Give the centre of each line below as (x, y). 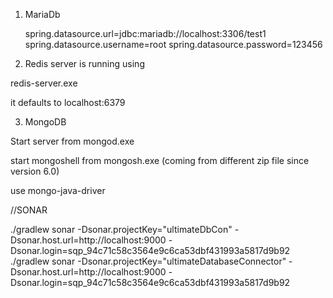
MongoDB (45, 122)
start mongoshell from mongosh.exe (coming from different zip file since (160, 160)
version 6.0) (35, 171)
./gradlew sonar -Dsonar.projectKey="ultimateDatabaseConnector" (148, 261)
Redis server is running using (84, 63)
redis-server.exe (44, 83)
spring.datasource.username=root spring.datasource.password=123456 (173, 44)
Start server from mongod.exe (72, 141)
